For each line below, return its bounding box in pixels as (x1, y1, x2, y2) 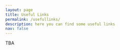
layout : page (5, 7, 33, 13)
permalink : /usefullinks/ (5, 17, 60, 22)
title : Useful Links (5, 12, 50, 17)
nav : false (5, 26, 29, 31)
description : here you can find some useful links (5, 21, 115, 27)
